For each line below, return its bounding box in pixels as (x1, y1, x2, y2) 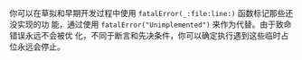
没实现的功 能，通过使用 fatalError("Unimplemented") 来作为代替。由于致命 (9, 19, 292, 30)
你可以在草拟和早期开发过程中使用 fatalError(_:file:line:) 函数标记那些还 (9, 8, 294, 18)
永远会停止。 (16, 41, 65, 52)
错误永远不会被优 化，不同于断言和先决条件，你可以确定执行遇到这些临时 (9, 30, 281, 40)
